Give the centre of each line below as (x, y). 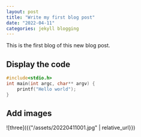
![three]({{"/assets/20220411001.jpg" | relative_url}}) (71, 128)
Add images (29, 113)
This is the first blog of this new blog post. (58, 45)
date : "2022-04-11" (31, 23)
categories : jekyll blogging (43, 28)
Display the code (38, 64)
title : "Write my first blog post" (51, 17)
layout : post (22, 12)
